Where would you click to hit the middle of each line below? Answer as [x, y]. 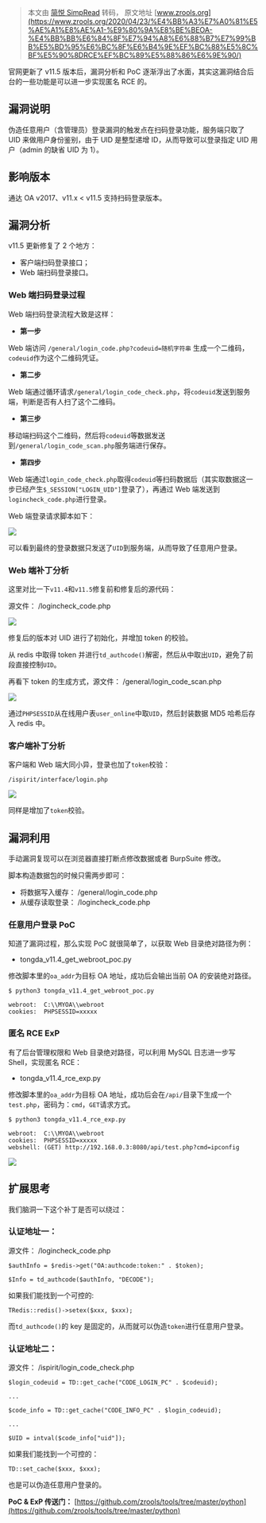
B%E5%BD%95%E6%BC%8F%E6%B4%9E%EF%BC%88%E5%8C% [143, 47]
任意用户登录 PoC [42, 925]
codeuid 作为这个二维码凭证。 [56, 358]
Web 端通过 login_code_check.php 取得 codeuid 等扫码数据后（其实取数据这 [127, 479]
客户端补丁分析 [37, 745]
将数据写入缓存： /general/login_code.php [89, 892]
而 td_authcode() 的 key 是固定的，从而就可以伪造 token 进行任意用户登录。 [128, 1326]
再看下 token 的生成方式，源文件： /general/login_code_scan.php [115, 682]
